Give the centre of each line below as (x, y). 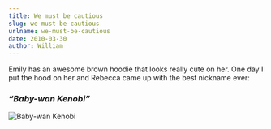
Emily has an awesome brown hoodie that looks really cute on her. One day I (136, 69)
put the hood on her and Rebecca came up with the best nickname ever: (129, 78)
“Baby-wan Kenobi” (49, 99)
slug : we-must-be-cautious (54, 24)
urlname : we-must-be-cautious (60, 31)
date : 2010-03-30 (38, 39)
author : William (36, 46)
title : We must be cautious (56, 16)
